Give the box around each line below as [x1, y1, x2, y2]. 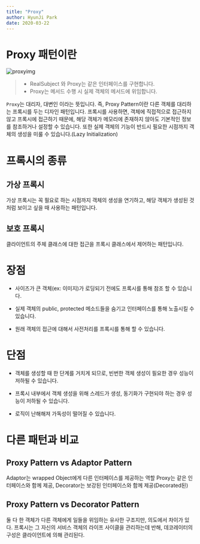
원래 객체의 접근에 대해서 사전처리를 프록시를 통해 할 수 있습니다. [14, 325, 165, 333]
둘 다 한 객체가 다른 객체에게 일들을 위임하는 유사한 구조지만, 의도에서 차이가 [6, 516, 184, 523]
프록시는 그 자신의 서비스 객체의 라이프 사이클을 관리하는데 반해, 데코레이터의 [14, 524, 193, 531]
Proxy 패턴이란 [6, 47, 77, 61]
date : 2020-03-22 [6, 20, 50, 26]
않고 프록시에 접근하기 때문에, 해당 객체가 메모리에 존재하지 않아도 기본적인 [6, 115, 181, 123]
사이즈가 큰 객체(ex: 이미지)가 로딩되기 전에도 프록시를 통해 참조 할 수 [14, 285, 177, 292]
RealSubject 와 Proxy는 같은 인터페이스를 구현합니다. [29, 80, 155, 88]
